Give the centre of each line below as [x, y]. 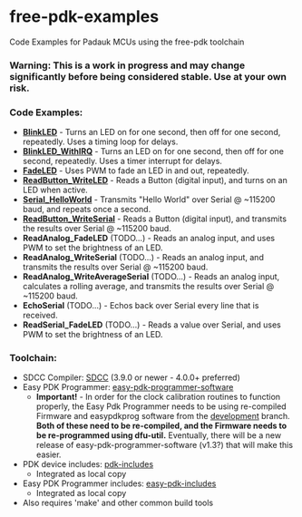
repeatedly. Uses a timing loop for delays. [100, 141]
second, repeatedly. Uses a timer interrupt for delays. [122, 161]
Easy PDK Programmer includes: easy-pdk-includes [119, 483]
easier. [49, 454]
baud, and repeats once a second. [87, 210]
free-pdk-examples [84, 17]
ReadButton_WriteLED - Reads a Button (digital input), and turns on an [155, 180]
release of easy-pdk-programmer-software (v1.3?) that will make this [164, 445]
